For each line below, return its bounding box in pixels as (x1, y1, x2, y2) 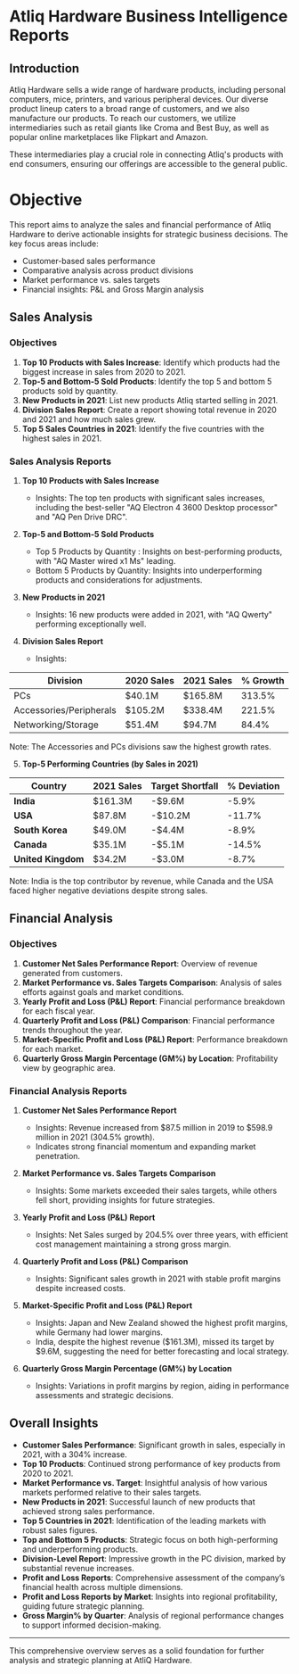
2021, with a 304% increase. (21, 1448, 127, 1460)
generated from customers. (21, 967, 123, 978)
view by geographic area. (21, 1062, 116, 1073)
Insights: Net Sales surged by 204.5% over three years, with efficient (35, 1229, 288, 1239)
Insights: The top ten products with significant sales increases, (35, 493, 265, 503)
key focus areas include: (9, 238, 100, 249)
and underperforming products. (21, 1544, 139, 1554)
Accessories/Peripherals (13, 703, 117, 716)
